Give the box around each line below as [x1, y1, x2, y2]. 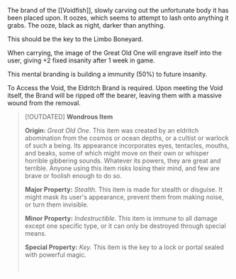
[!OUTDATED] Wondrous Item [24, 113, 113, 121]
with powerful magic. [24, 251, 86, 258]
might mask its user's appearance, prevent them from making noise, [24, 193, 225, 201]
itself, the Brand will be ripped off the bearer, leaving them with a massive [7, 92, 222, 99]
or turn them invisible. [24, 200, 89, 209]
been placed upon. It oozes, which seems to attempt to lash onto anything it [7, 13, 229, 22]
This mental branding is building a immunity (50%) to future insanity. [7, 70, 208, 78]
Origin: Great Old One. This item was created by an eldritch [24, 126, 199, 134]
